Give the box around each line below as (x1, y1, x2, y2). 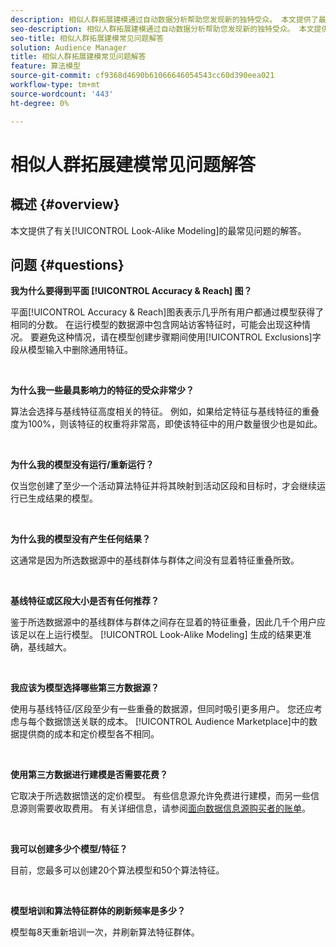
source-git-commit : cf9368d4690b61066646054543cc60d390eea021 (10, 71, 275, 81)
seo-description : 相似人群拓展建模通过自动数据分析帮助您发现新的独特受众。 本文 (10, 24, 315, 34)
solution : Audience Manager (10, 42, 128, 53)
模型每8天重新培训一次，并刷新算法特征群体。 (10, 926, 200, 938)
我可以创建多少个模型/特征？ (10, 843, 128, 855)
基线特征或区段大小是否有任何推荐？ (10, 595, 160, 607)
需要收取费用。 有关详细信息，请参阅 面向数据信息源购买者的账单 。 (36, 802, 311, 815)
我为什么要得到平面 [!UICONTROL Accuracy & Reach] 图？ (10, 285, 253, 297)
